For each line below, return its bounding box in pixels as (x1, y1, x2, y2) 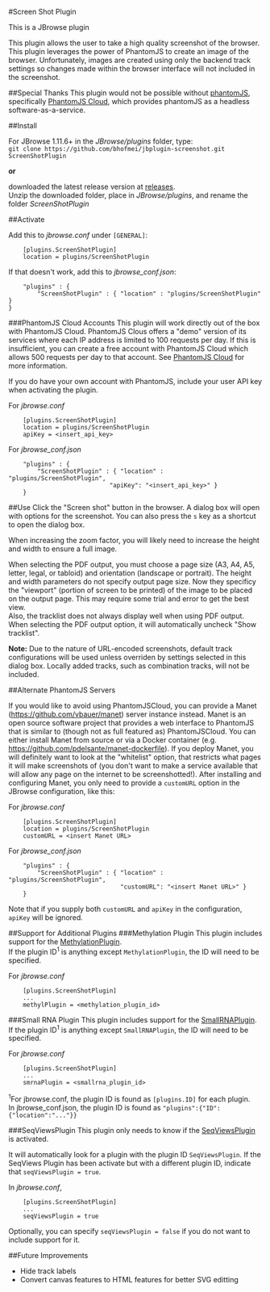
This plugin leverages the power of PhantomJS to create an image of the (8, 47, 250, 56)
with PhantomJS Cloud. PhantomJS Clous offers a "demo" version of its (8, 327, 247, 336)
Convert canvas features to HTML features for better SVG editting (19, 1274, 239, 1284)
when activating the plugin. (8, 385, 98, 395)
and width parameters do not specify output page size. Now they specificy (8, 577, 256, 586)
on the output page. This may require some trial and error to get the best (8, 594, 250, 604)
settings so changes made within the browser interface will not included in (8, 64, 255, 73)
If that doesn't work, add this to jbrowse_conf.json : (8, 267, 177, 277)
